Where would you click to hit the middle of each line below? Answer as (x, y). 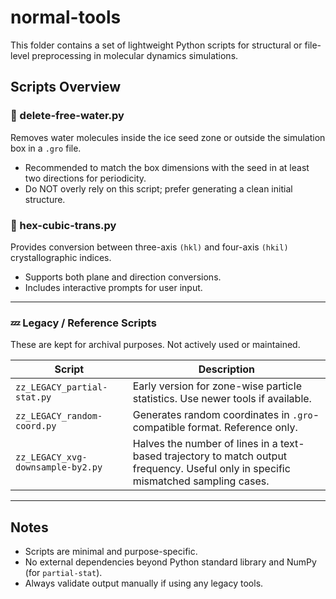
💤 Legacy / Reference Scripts (83, 323)
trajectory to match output (226, 456)
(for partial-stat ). (63, 573)
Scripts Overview (66, 87)
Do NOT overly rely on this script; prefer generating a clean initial (158, 188)
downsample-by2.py (59, 467)
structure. (45, 199)
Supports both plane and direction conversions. (123, 277)
